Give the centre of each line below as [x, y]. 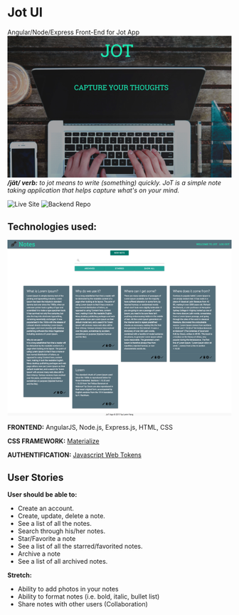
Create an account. [46, 508]
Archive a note [39, 554]
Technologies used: [52, 226]
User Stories [36, 477]
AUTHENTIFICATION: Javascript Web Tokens [75, 455]
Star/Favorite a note [47, 539]
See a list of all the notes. [55, 524]
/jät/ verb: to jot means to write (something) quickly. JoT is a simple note [115, 183]
